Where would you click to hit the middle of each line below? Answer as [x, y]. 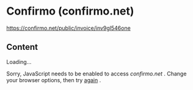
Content [22, 47]
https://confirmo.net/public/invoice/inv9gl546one [69, 28]
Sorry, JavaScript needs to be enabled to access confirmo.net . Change [96, 74]
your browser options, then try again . [54, 80]
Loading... [19, 61]
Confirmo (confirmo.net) [70, 11]
